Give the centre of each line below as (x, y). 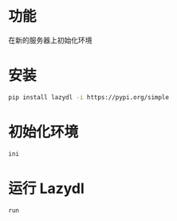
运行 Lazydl (47, 188)
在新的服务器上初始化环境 (50, 40)
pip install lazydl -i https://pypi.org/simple (89, 97)
